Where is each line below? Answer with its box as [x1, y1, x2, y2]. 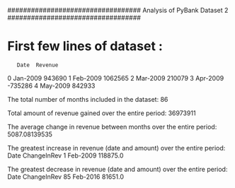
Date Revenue [16, 61, 59, 69]
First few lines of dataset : [7, 38, 163, 54]
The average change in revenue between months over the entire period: [7, 122, 217, 131]
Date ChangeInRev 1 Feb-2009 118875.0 [7, 151, 124, 160]
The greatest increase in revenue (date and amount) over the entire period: [7, 143, 226, 152]
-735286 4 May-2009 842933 [7, 81, 96, 90]
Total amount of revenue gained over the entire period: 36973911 [7, 109, 196, 117]
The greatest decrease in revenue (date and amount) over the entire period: [7, 165, 228, 173]
